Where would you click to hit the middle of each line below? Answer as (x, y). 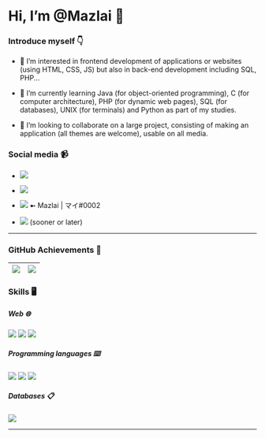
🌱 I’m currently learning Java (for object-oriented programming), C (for (134, 93)
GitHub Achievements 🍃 (55, 250)
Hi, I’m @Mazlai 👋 (66, 16)
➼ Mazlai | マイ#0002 (65, 205)
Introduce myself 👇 (46, 41)
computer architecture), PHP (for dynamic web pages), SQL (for (123, 102)
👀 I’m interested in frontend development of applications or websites (131, 61)
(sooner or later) (56, 222)
